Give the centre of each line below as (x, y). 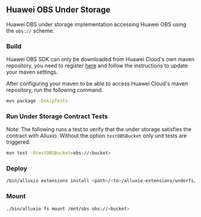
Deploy (17, 168)
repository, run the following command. (55, 90)
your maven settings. (32, 72)
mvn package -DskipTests (37, 101)
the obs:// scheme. (31, 31)
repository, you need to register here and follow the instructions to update (97, 66)
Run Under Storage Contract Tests (57, 116)
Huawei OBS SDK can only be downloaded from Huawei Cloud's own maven (100, 59)
